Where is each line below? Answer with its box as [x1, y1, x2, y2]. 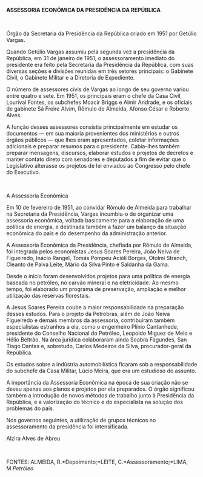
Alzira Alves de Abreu [6, 435, 61, 442]
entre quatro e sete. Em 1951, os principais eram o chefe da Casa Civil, [6, 92, 182, 99]
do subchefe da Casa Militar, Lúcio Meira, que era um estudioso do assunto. [6, 367, 197, 374]
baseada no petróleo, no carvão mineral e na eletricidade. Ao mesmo [6, 279, 179, 286]
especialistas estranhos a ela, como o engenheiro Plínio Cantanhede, [6, 323, 179, 330]
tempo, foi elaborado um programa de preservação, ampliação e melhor [6, 286, 187, 292]
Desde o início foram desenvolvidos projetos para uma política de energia [6, 273, 190, 280]
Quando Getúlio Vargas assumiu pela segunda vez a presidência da [6, 48, 175, 55]
